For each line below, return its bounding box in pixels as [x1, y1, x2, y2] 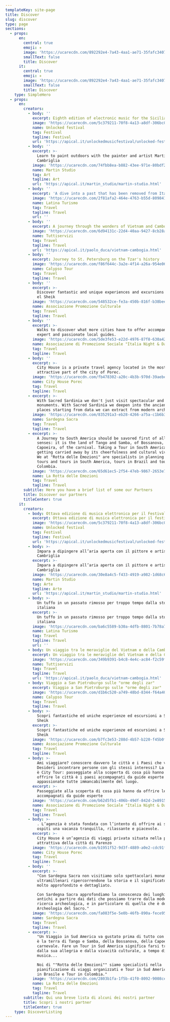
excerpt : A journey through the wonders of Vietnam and [32, 224, 153, 229]
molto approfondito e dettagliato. [37, 883, 112, 888]
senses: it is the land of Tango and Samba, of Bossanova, [37, 440, 164, 445]
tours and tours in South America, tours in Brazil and [37, 459, 157, 464]
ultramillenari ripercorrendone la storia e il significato [37, 878, 166, 883]
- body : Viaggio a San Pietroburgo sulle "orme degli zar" [27, 680, 155, 685]
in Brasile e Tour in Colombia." [37, 971, 108, 977]
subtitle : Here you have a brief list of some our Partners [23, 487, 153, 493]
